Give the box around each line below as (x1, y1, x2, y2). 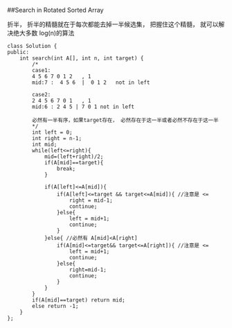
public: (7, 49, 30, 55)
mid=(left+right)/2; (44, 153, 104, 160)
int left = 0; (32, 129, 73, 136)
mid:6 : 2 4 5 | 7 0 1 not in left (32, 103, 135, 110)
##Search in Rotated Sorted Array (7, 6, 104, 14)
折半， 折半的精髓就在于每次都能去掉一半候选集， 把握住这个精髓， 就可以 (7, 20, 219, 28)
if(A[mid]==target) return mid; (32, 297, 126, 304)
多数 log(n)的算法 (25, 29, 75, 37)
